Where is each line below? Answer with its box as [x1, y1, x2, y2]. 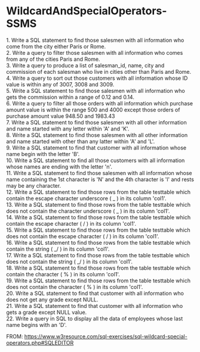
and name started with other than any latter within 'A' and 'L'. [6, 138, 155, 145]
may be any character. [6, 182, 61, 189]
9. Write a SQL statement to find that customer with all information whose [6, 144, 187, 151]
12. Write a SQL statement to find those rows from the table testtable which [6, 188, 191, 195]
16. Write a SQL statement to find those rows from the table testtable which [6, 239, 191, 246]
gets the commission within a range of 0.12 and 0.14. [6, 94, 134, 101]
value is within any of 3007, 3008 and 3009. [6, 80, 115, 88]
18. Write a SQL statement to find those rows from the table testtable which [6, 264, 191, 272]
